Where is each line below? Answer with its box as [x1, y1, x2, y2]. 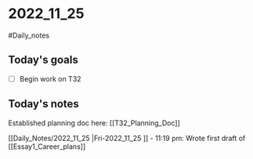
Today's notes [8, 97, 80, 110]
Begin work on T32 [19, 74, 81, 83]
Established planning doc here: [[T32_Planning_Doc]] [8, 118, 180, 128]
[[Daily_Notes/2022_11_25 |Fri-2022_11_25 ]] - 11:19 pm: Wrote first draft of [8, 133, 246, 143]
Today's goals [8, 53, 78, 67]
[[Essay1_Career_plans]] [8, 142, 86, 151]
